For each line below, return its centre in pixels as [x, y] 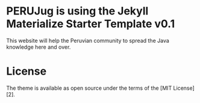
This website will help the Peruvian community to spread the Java [88, 40]
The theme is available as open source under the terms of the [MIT [89, 88]
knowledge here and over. [39, 47]
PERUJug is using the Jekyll [77, 11]
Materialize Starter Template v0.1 [91, 24]
